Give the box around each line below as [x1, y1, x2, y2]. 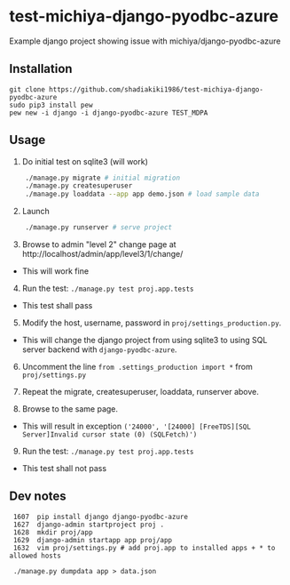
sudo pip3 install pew [9, 100, 93, 109]
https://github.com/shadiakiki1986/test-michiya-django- [48, 84, 264, 94]
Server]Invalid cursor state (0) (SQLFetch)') [21, 430, 198, 439]
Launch [21, 206, 51, 217]
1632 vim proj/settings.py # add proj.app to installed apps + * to [12, 543, 276, 552]
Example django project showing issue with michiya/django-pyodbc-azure [9, 36, 281, 46]
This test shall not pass [21, 463, 107, 474]
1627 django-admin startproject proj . [12, 520, 165, 529]
